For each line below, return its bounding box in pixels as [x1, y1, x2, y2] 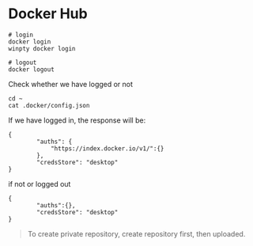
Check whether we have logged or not [8, 79, 133, 89]
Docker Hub [8, 5, 89, 23]
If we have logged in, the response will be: [8, 115, 146, 125]
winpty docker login [8, 44, 77, 52]
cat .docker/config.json [8, 101, 90, 109]
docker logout [8, 65, 55, 74]
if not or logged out [8, 179, 71, 188]
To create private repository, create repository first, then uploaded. [27, 229, 246, 238]
